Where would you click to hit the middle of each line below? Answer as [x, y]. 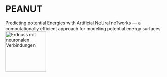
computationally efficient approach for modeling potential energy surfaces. [84, 28]
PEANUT [24, 9]
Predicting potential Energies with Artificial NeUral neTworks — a [73, 23]
